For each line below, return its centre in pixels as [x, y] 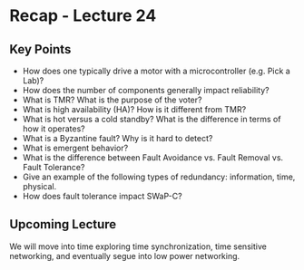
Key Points [40, 49]
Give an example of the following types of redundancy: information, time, [159, 177]
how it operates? [54, 129]
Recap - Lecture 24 [83, 16]
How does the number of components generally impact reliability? [146, 90]
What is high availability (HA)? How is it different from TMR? [134, 109]
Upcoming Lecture [63, 224]
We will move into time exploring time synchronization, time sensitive [138, 246]
